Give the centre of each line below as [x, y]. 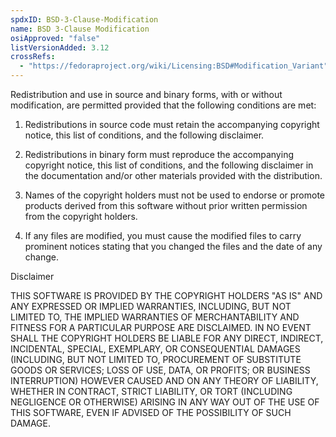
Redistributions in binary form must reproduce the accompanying [159, 154]
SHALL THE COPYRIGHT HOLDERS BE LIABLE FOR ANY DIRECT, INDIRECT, [167, 338]
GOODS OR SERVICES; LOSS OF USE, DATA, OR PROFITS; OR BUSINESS [160, 370]
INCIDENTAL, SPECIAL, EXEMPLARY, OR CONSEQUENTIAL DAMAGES [155, 349]
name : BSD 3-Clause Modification [80, 29]
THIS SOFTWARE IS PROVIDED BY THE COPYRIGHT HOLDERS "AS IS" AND [166, 295]
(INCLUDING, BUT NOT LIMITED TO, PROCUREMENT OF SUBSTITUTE [156, 359]
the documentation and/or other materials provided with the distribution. [173, 175]
